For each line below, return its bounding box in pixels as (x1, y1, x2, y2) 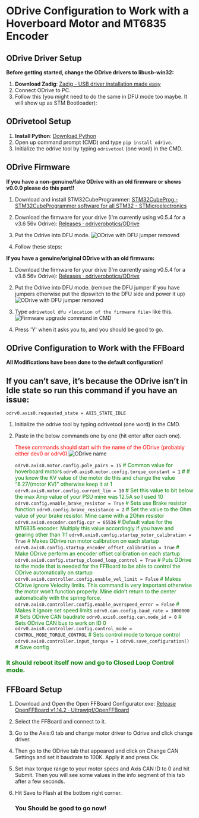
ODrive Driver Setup (6, 53, 82, 63)
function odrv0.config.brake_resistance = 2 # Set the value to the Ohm (14, 506, 192, 513)
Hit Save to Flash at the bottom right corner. (14, 789, 122, 796)
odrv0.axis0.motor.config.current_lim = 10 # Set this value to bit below (14, 487, 194, 494)
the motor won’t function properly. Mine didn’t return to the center (14, 588, 176, 595)
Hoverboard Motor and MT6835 (6, 17, 166, 30)
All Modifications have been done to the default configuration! (6, 358, 163, 366)
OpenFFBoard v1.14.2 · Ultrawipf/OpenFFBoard (14, 706, 129, 713)
